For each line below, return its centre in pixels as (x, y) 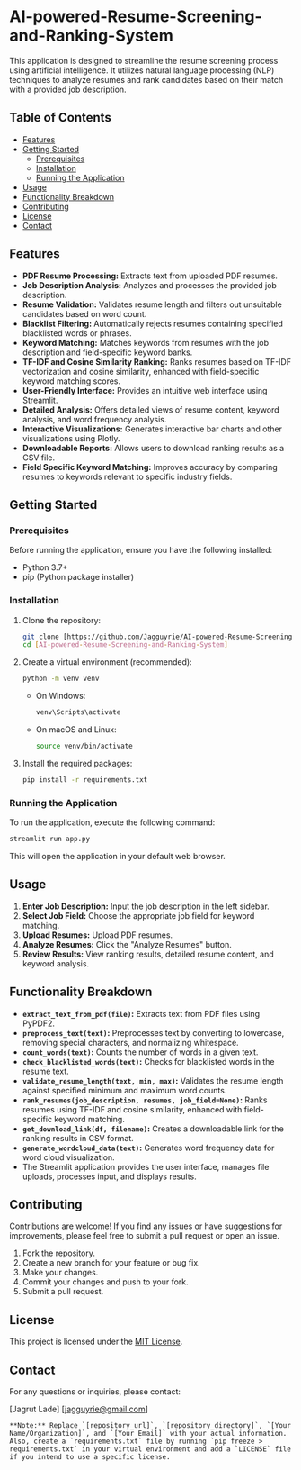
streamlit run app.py (50, 839)
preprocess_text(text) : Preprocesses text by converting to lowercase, (153, 1032)
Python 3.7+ (45, 567)
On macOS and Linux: (76, 730)
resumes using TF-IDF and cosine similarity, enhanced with (132, 1109)
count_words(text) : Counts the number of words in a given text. (140, 1052)
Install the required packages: (77, 763)
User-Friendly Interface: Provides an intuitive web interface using (145, 390)
